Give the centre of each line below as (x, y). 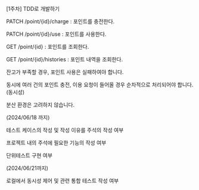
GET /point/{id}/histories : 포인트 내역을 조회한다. (65, 59)
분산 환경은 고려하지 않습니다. (41, 105)
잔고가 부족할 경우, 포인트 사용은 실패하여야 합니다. (65, 72)
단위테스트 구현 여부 (29, 155)
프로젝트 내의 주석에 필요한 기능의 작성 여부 (56, 143)
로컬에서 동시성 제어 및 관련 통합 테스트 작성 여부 (63, 181)
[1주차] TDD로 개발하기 (33, 9)
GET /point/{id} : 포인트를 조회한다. (48, 47)
